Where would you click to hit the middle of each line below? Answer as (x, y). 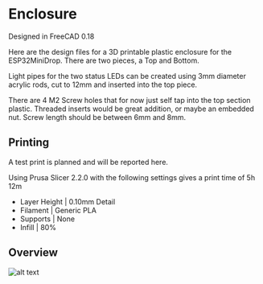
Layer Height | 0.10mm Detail (68, 201)
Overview (33, 253)
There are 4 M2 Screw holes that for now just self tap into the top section (129, 100)
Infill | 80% (38, 227)
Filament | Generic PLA (58, 210)
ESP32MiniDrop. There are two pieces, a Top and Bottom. (104, 60)
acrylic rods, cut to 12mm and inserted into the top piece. (103, 84)
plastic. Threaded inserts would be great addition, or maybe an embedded (131, 109)
